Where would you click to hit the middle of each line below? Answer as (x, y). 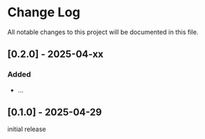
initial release (27, 129)
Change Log (44, 12)
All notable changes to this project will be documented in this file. (103, 32)
